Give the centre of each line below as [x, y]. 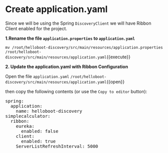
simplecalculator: [28, 116]
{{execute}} [118, 57]
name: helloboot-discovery [49, 111]
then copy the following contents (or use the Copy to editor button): [76, 91]
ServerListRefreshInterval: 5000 [57, 146]
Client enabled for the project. [36, 28]
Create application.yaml [57, 9]
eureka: [25, 126]
